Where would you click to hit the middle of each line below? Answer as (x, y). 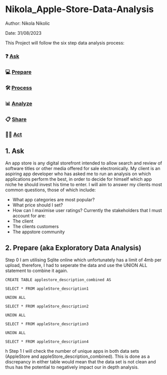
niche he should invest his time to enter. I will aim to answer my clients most (84, 185)
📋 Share (16, 119)
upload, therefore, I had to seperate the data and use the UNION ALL (76, 265)
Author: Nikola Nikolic (28, 23)
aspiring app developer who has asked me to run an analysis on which (78, 174)
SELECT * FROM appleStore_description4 (47, 342)
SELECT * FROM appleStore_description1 (47, 289)
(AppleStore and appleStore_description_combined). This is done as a (77, 356)
